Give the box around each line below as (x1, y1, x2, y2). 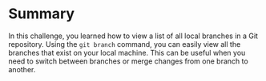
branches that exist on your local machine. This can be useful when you (8, 48, 246, 57)
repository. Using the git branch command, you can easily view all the (8, 39, 241, 48)
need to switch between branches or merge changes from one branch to (8, 56, 248, 66)
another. (8, 64, 36, 74)
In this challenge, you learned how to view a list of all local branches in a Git (8, 31, 259, 40)
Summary (8, 5, 75, 23)
